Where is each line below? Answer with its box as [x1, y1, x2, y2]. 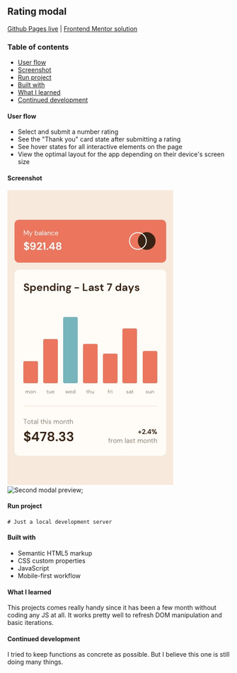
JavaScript [17, 563, 50, 572]
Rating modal [7, 6, 67, 18]
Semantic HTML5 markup [17, 549, 93, 557]
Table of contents [7, 42, 69, 52]
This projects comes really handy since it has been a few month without [7, 604, 217, 612]
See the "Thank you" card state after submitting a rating [17, 135, 181, 144]
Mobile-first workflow [17, 571, 81, 580]
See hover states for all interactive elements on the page [17, 143, 183, 151]
